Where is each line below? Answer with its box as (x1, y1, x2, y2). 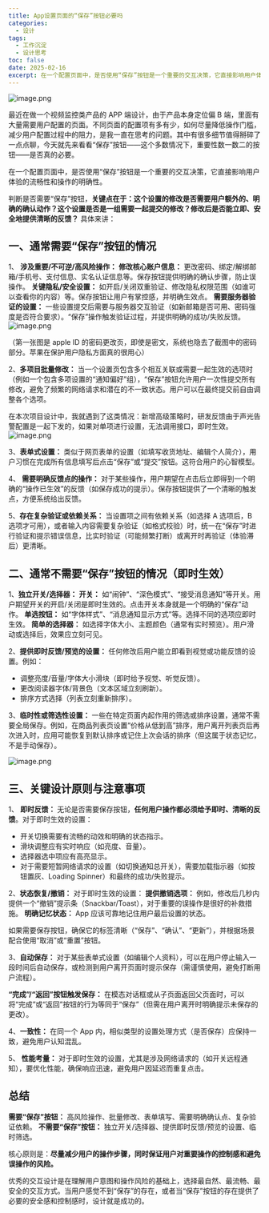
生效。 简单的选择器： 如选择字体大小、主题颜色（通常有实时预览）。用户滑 (8, 619, 255, 629)
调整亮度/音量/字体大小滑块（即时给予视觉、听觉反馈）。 (19, 674, 204, 683)
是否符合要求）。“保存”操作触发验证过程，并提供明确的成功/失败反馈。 (14, 312, 246, 322)
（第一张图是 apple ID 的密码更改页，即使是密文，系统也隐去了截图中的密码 (8, 338, 258, 347)
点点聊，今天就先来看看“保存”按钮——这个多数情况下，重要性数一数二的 (14, 139, 254, 149)
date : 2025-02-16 (8, 64, 66, 72)
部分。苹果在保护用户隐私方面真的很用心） (8, 347, 149, 357)
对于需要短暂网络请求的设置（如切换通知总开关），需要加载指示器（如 (19, 862, 248, 871)
